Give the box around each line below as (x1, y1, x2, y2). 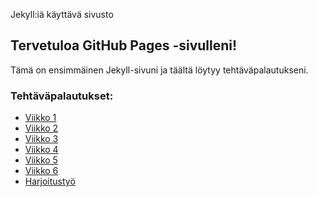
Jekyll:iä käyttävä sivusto (10, 9, 114, 20)
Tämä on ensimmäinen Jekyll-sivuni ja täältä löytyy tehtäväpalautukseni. (10, 64, 309, 76)
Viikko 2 (24, 122, 59, 134)
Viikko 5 (24, 154, 58, 166)
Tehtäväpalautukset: (10, 89, 114, 103)
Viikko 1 (24, 112, 57, 124)
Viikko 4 (24, 144, 59, 156)
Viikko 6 (24, 165, 59, 177)
